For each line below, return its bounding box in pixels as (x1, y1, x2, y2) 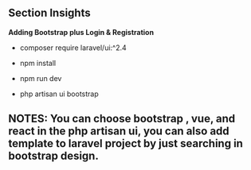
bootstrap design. (8, 149, 100, 163)
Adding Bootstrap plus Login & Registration (8, 27, 154, 37)
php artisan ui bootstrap (19, 89, 100, 99)
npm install (19, 58, 57, 68)
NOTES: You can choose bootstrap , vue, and (8, 112, 236, 126)
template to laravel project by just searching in (8, 137, 243, 150)
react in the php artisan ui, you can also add (8, 125, 229, 138)
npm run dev (19, 73, 62, 83)
